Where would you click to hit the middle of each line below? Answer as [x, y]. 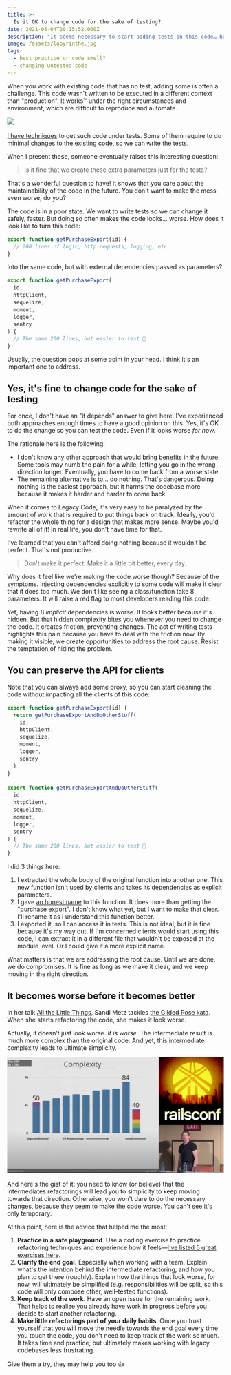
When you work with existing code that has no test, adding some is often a [113, 86]
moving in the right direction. [48, 974]
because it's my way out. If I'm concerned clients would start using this [118, 931]
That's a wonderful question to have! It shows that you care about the [106, 183]
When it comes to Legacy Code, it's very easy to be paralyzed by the [105, 507]
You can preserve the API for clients [86, 671]
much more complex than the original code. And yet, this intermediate [106, 1040]
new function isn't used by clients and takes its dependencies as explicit [119, 888]
